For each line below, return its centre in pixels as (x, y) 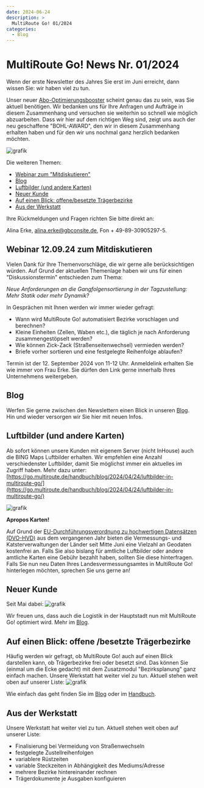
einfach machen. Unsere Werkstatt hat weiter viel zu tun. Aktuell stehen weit (102, 676)
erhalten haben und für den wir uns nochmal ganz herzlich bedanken (93, 132)
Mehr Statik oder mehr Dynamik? (48, 295)
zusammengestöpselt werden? (54, 338)
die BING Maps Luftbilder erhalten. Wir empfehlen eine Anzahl (84, 457)
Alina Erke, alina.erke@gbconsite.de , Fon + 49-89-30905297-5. (87, 231)
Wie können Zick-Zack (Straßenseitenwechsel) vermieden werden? (100, 345)
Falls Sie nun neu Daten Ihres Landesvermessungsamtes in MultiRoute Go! (100, 564)
